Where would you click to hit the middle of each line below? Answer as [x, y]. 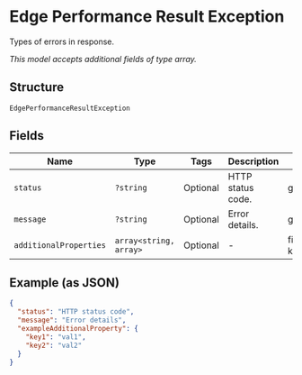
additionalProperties [60, 245]
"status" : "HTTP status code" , [76, 312]
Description [253, 161]
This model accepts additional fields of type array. [103, 59]
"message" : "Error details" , [72, 320]
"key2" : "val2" [54, 345]
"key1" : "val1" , [56, 337]
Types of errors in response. [62, 41]
